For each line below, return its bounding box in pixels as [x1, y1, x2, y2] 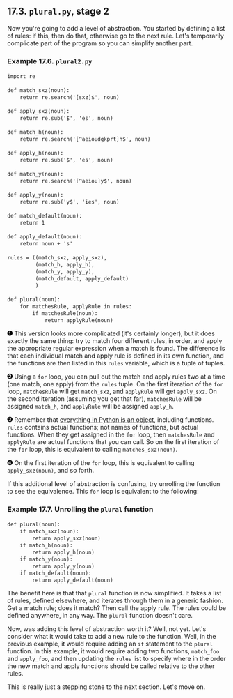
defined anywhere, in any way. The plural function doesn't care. [7, 612, 193, 620]
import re [7, 73, 36, 80]
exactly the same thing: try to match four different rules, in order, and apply [7, 337, 223, 345]
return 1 [19, 220, 45, 227]
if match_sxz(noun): [19, 528, 79, 536]
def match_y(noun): [7, 171, 64, 178]
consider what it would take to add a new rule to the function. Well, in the [7, 632, 216, 641]
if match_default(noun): [19, 570, 92, 577]
